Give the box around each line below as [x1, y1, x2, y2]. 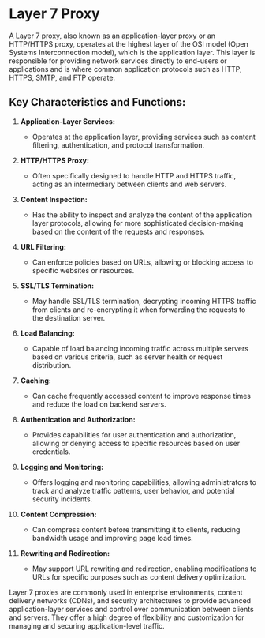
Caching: [20, 376, 52, 385]
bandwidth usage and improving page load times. [32, 533, 194, 542]
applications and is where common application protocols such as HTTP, [9, 64, 242, 73]
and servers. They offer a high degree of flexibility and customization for [9, 613, 244, 622]
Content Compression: [20, 509, 97, 519]
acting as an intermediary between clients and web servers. [32, 179, 227, 189]
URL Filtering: [20, 242, 66, 251]
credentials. [32, 447, 71, 456]
